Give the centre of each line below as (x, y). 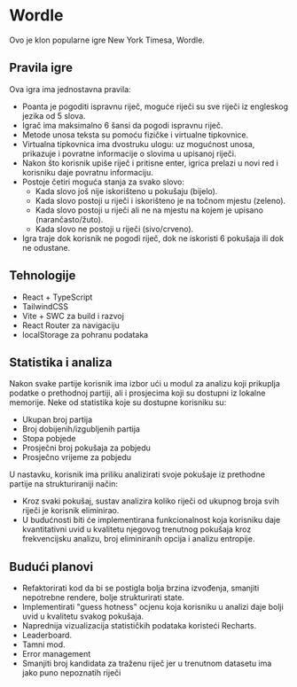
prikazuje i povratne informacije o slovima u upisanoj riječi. (129, 153)
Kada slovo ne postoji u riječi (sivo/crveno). (114, 229)
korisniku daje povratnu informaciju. (87, 172)
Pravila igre (41, 68)
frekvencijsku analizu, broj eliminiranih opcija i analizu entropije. (138, 539)
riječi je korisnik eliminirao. (70, 511)
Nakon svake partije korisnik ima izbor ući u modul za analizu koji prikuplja (145, 384)
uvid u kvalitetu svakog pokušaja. (83, 616)
